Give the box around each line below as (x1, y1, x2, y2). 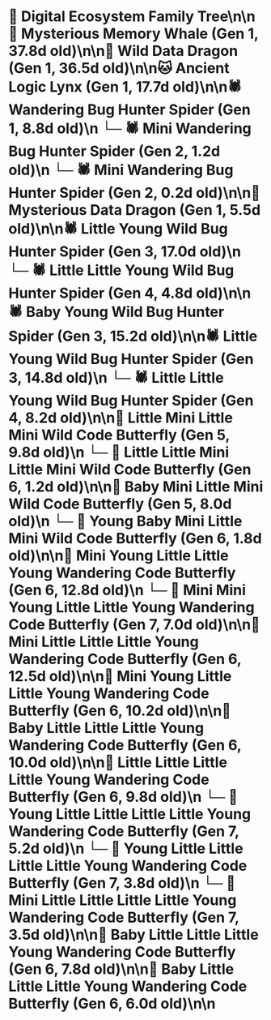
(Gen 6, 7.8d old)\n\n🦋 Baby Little (8, 960, 235, 979)
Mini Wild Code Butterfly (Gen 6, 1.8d (8, 529, 262, 548)
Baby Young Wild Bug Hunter (25, 303, 225, 321)
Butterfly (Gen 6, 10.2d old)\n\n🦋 (8, 701, 232, 720)
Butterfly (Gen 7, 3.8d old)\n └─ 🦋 (8, 874, 236, 893)
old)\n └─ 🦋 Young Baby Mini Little (8, 512, 243, 530)
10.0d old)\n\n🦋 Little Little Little (8, 753, 228, 772)
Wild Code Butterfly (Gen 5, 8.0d (8, 495, 232, 513)
